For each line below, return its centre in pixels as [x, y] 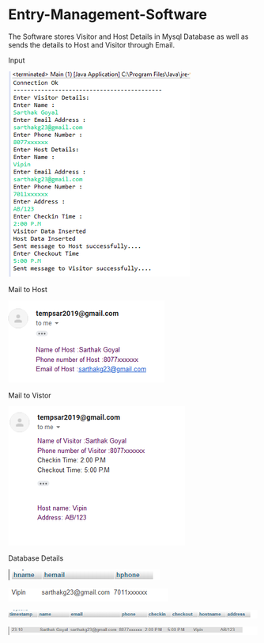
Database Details [36, 558]
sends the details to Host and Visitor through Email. [92, 44]
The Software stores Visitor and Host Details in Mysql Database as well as [128, 36]
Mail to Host [28, 289]
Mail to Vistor [30, 395]
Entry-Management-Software [108, 15]
